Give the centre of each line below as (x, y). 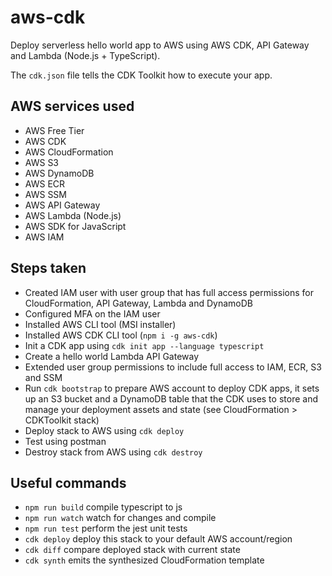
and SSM (43, 377)
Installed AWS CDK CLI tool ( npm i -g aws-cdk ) (121, 335)
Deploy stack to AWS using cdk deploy (104, 430)
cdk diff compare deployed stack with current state (132, 550)
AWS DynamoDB (59, 173)
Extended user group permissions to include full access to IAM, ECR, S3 (173, 367)
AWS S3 (42, 162)
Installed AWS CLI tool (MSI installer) (100, 324)
